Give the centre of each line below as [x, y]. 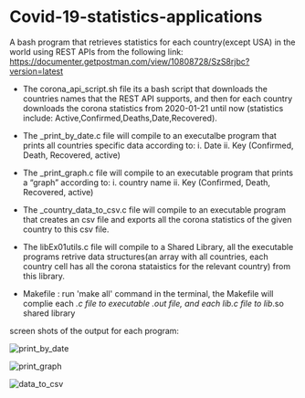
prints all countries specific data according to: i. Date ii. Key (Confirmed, [158, 145]
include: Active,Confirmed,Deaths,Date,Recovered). [120, 118]
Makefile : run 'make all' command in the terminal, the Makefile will [148, 293]
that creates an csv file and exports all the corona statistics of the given [157, 219]
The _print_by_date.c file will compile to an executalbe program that [149, 135]
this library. [44, 276]
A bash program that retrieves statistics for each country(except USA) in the [152, 42]
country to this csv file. [66, 229]
